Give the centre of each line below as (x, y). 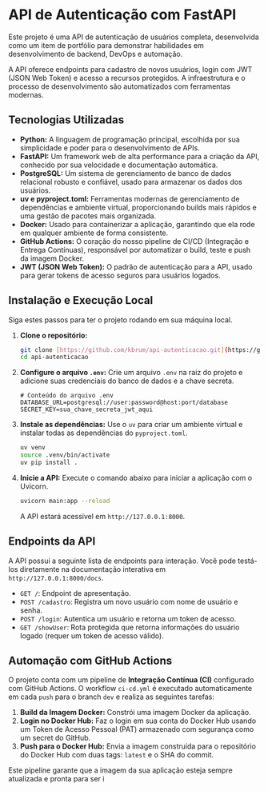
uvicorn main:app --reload (65, 501)
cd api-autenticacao (54, 358)
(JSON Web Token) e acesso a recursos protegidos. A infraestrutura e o (127, 78)
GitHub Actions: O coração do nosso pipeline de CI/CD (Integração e (134, 241)
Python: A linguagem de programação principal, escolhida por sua (130, 139)
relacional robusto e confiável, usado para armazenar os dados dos (131, 182)
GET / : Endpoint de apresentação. (76, 593)
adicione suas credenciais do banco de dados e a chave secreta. (127, 381)
